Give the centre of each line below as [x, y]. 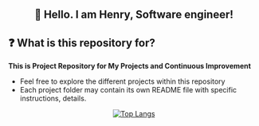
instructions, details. [53, 98]
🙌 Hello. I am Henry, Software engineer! [134, 15]
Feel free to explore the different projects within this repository [122, 81]
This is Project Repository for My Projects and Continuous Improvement [129, 66]
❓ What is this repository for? [82, 43]
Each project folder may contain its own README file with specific [128, 90]
